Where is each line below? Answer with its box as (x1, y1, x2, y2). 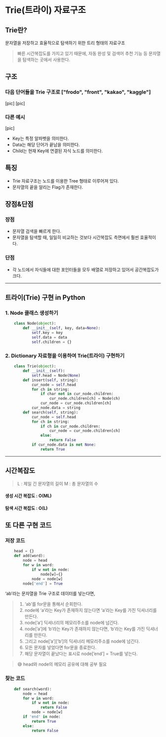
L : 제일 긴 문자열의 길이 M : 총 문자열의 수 (17, 480, 98, 486)
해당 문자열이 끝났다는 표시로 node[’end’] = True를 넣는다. (24, 651, 138, 657)
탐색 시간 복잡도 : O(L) (5, 505, 48, 511)
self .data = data (31, 335, 68, 340)
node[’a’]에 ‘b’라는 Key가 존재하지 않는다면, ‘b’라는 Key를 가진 (24, 626, 145, 632)
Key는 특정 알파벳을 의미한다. (12, 135, 69, 141)
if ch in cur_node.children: (40, 424, 100, 429)
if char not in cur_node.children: (40, 392, 114, 397)
